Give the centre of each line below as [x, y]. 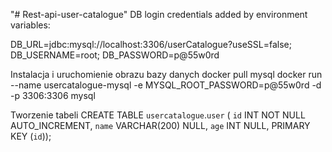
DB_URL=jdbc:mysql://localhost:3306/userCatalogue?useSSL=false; [151, 44]
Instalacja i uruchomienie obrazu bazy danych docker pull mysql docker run [166, 74]
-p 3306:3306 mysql [53, 95]
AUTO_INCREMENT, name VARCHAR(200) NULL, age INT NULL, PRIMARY [160, 125]
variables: [30, 25]
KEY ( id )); [31, 136]
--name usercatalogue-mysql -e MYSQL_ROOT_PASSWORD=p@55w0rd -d [166, 85]
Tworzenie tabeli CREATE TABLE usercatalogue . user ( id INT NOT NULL [158, 115]
